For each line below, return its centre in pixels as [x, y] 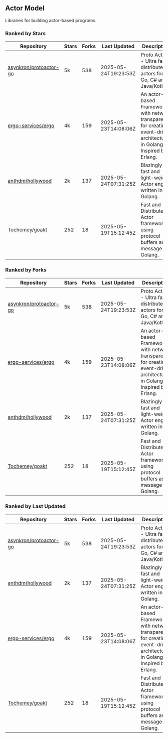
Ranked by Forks [26, 270]
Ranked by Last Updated [35, 506]
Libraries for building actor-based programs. [51, 20]
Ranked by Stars [25, 33]
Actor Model [25, 8]
